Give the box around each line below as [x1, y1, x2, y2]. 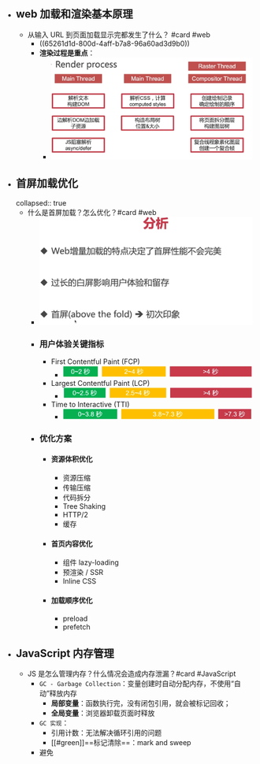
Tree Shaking [62, 502, 106, 511]
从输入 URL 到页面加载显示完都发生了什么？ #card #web [27, 30, 210, 39]
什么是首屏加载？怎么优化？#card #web [27, 207, 157, 217]
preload [62, 614, 88, 623]
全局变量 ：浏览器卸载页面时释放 [50, 708, 155, 718]
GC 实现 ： [39, 718, 69, 728]
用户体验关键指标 [39, 338, 105, 349]
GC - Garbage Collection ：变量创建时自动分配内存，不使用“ [39, 679, 235, 688]
